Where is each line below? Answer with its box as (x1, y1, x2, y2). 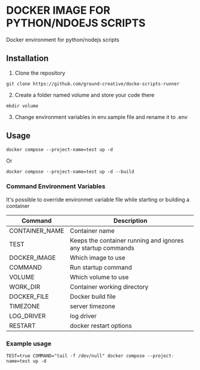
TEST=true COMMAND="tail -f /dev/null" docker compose (6, 353, 145, 359)
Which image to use (70, 253, 126, 262)
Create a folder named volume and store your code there (14, 91, 155, 99)
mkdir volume (6, 103, 39, 109)
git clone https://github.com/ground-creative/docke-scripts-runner (6, 81, 180, 87)
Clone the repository (14, 69, 65, 77)
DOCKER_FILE (9, 292, 49, 301)
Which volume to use (70, 273, 129, 281)
